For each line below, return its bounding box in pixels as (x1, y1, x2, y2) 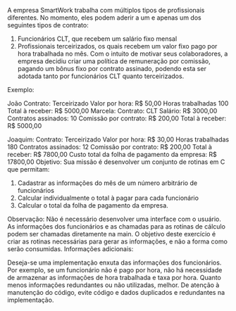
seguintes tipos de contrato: (7, 21, 89, 29)
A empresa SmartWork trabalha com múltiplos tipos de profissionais (7, 6, 205, 14)
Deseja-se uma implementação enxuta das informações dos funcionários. (7, 258, 222, 267)
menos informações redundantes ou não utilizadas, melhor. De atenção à (7, 281, 220, 289)
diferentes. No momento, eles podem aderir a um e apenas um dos (7, 13, 202, 22)
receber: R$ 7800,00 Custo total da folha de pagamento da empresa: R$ (7, 151, 217, 158)
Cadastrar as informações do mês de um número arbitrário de (17, 179, 198, 187)
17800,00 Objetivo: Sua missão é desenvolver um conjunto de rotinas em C (7, 158, 225, 166)
